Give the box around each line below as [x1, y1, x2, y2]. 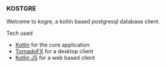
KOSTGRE [6, 4, 37, 13]
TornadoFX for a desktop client [15, 48, 93, 55]
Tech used [6, 30, 33, 37]
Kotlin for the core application [15, 41, 90, 49]
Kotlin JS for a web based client [15, 54, 96, 62]
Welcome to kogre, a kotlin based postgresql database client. [6, 18, 161, 25]
